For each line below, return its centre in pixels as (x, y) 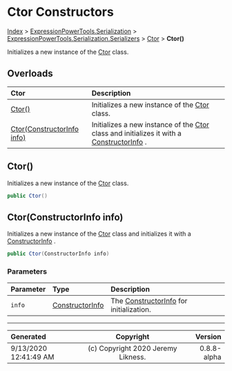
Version (208, 337)
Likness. (133, 357)
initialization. (131, 310)
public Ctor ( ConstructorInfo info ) (58, 254)
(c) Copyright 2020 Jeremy (132, 348)
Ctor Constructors (60, 12)
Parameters (27, 272)
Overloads (30, 74)
